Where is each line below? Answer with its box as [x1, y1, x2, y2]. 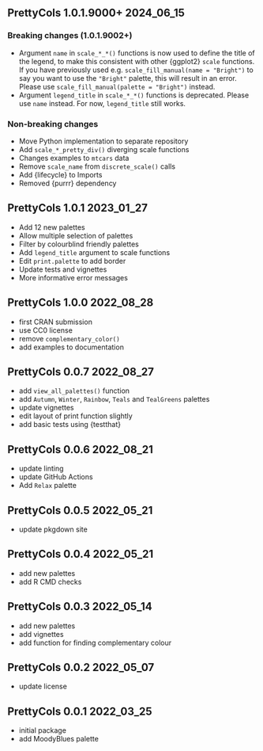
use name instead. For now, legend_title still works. [18, 98, 186, 108]
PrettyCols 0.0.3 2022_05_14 [7, 600, 152, 613]
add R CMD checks [18, 577, 82, 586]
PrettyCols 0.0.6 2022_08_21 [7, 443, 153, 456]
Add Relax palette [18, 481, 77, 490]
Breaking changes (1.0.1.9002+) [7, 30, 133, 41]
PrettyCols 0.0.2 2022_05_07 [7, 661, 155, 674]
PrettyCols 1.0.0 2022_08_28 [7, 296, 154, 310]
